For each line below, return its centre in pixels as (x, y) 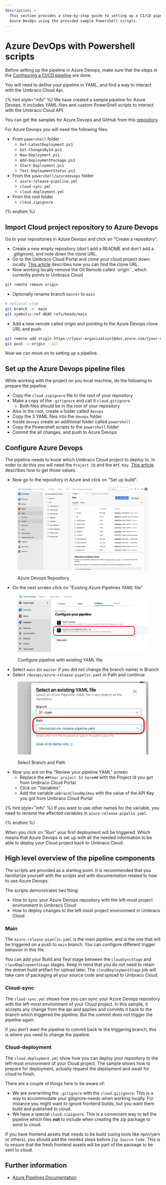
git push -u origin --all (32, 344)
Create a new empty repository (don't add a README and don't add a (83, 249)
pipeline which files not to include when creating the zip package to (81, 1119)
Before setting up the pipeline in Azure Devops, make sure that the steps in (81, 70)
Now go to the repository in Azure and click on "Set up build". (75, 480)
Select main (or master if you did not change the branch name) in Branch (85, 669)
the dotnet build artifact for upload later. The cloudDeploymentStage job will (81, 970)
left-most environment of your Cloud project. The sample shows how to (78, 1063)
